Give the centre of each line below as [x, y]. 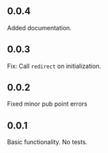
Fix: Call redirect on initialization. [54, 66]
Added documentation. [39, 27]
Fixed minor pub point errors [47, 104]
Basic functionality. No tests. [47, 142]
